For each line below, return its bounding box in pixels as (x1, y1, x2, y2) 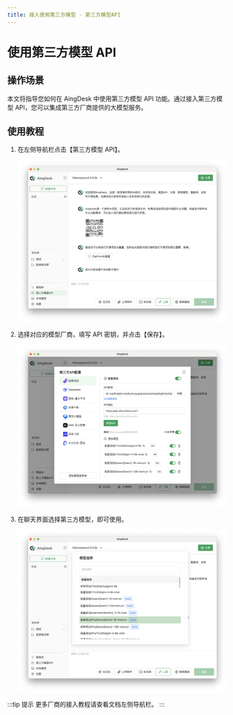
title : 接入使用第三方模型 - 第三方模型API (7, 11, 121, 18)
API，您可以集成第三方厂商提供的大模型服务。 (15, 103, 148, 111)
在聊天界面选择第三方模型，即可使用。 (17, 515, 128, 524)
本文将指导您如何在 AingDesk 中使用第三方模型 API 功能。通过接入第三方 (7, 94, 217, 103)
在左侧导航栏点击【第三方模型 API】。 (17, 146, 124, 154)
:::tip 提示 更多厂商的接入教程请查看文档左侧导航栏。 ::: (7, 700, 165, 709)
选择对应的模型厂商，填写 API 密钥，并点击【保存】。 (17, 330, 169, 339)
